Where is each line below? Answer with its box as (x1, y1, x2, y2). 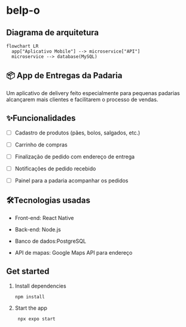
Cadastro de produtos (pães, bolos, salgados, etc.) (14, 129, 141, 136)
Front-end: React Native (14, 214, 74, 221)
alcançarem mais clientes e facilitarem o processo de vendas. (6, 96, 158, 103)
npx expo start (17, 316, 56, 322)
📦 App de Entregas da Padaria (6, 71, 123, 81)
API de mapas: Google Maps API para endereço (14, 249, 133, 256)
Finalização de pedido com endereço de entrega (14, 153, 135, 160)
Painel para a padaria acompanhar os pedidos (14, 177, 129, 184)
